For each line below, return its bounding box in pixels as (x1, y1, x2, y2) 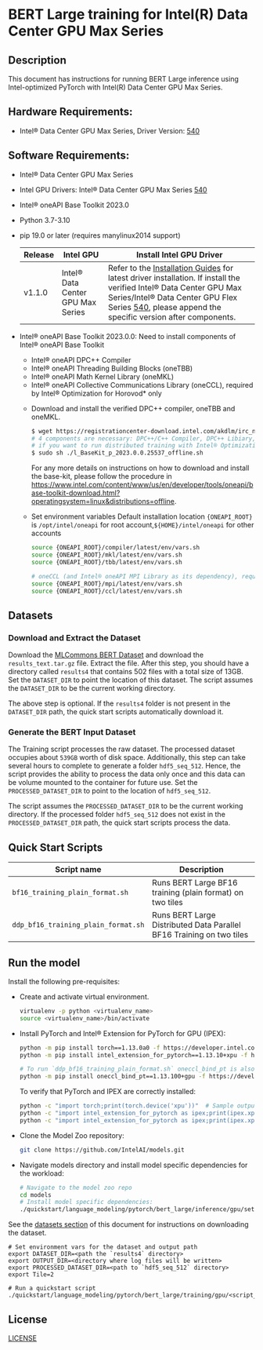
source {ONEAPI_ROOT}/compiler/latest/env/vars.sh (31, 544, 200, 552)
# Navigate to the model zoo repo (19, 1184, 132, 1191)
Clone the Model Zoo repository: (19, 1130, 124, 1140)
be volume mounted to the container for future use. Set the (8, 778, 198, 787)
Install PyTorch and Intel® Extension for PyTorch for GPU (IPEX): (19, 1028, 226, 1038)
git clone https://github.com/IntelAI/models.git (19, 1146, 186, 1154)
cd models (19, 1191, 52, 1199)
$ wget (31, 427, 53, 435)
